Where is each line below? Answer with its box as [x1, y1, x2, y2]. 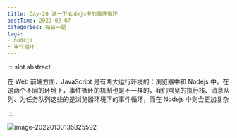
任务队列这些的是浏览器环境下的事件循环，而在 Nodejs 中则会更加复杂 [25, 95, 229, 103]
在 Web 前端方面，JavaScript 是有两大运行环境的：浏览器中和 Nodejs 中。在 [7, 77, 229, 86]
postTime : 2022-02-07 [7, 17, 71, 24]
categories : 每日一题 [7, 23, 67, 30]
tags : [7, 30, 23, 38]
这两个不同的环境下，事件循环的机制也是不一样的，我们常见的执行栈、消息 [7, 86, 224, 94]
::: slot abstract [7, 63, 51, 71]
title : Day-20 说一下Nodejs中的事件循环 [7, 10, 119, 18]
